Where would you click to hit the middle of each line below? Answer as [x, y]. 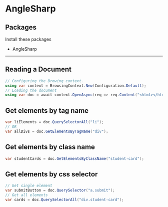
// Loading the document [31, 90]
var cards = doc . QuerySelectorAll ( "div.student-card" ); [64, 199]
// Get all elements [27, 195]
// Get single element [29, 186]
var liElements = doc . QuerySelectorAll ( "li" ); [54, 122]
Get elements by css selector [51, 174]
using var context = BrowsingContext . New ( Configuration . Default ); [76, 86]
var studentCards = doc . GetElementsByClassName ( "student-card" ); [74, 158]
